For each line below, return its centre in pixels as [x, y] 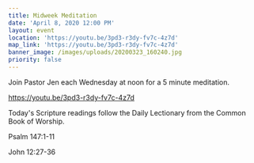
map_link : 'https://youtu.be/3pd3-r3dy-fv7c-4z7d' [93, 45]
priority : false [35, 60]
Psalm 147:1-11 [32, 136]
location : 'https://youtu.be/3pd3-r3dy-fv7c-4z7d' [93, 38]
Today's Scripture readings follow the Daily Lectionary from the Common [127, 112]
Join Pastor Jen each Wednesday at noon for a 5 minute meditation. [119, 82]
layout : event [32, 30]
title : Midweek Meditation [53, 15]
